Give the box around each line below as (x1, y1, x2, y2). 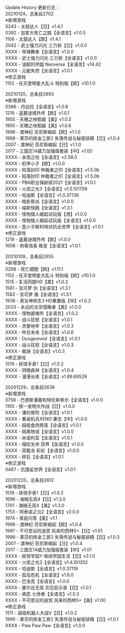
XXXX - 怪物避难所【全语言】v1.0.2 (5, 310, 78, 316)
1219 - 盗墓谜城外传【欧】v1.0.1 (5, 110, 70, 116)
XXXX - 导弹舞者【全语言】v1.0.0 (5, 49, 74, 55)
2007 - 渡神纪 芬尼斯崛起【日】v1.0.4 (5, 540, 83, 546)
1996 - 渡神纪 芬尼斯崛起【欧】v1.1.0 (5, 129, 81, 135)
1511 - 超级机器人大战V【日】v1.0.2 (5, 610, 77, 616)
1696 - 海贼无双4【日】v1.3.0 (5, 496, 66, 502)
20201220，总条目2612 (5, 477, 54, 483)
